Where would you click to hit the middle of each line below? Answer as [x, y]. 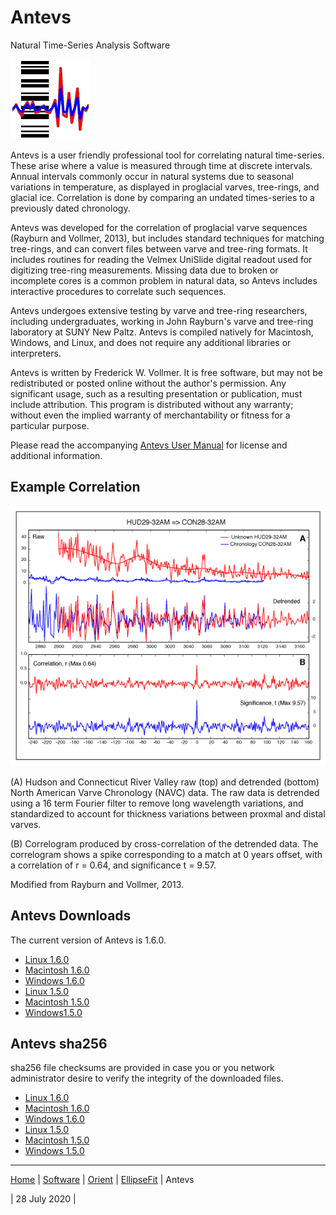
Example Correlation [75, 487]
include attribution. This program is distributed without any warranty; [152, 404]
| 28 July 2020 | [43, 1199]
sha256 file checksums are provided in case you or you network [142, 1068]
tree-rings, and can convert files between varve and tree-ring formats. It [159, 248]
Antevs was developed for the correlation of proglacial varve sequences [159, 227]
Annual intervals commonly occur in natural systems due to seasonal [152, 176]
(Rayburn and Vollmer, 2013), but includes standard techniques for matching [167, 238]
